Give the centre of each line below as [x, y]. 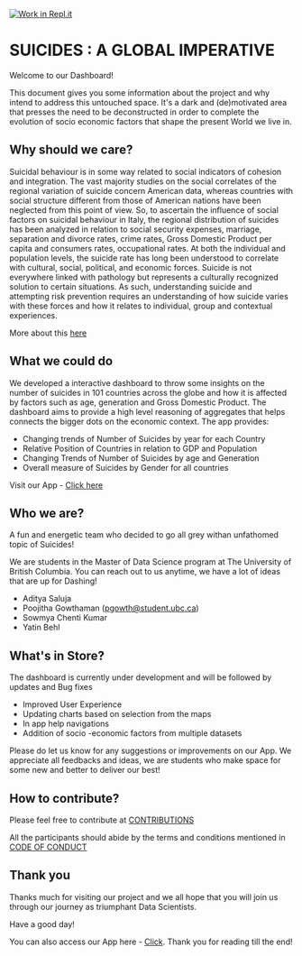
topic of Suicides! [42, 545]
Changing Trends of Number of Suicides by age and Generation [141, 458]
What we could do [61, 361]
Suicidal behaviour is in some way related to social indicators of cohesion [146, 171]
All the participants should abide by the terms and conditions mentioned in [147, 837]
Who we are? [47, 513]
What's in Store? [57, 655]
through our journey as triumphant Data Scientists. [103, 906]
